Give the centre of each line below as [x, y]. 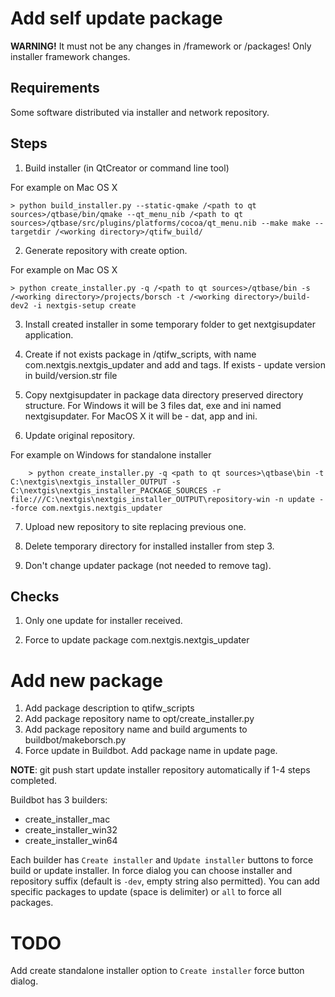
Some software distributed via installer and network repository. [140, 112]
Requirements [55, 88]
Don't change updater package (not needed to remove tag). [148, 565]
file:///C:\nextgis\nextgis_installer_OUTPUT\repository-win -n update [162, 499]
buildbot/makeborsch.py [75, 740]
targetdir [31, 232]
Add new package [86, 680]
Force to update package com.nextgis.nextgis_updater [137, 640]
